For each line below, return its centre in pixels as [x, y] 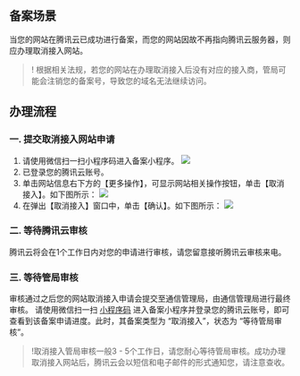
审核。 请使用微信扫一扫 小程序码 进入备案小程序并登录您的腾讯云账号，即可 [150, 310]
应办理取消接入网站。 [48, 50]
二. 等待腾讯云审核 [48, 231]
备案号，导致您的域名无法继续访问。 [145, 81]
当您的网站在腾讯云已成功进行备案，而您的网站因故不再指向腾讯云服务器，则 [150, 39]
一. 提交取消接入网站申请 [62, 140]
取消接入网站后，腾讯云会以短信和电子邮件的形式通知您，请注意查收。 [160, 363]
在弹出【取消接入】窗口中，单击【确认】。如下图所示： [122, 205]
